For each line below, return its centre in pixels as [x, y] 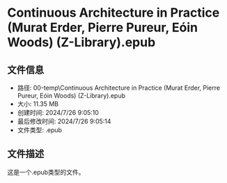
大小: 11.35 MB [38, 104]
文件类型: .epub [40, 130]
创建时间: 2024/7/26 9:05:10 [58, 112]
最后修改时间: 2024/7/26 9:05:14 [64, 121]
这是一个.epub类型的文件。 [46, 172]
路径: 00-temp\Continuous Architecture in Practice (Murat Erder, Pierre [119, 88]
